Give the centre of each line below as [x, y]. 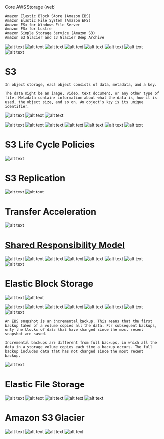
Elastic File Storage [45, 384]
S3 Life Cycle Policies [50, 145]
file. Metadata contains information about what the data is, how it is [81, 98]
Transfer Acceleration [51, 212]
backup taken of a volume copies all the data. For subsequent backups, [81, 325]
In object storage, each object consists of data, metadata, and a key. [81, 85]
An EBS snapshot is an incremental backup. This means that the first [79, 321]
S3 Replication [35, 178]
